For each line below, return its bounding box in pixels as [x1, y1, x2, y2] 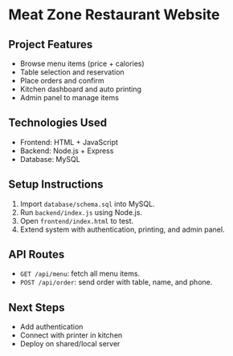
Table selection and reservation [19, 67, 125, 77]
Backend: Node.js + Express [19, 146, 114, 156]
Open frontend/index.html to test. [19, 216, 134, 225]
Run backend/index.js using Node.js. [19, 207, 143, 217]
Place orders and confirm [19, 76, 104, 85]
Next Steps [8, 301, 65, 314]
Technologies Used [8, 116, 107, 130]
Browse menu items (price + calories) [19, 59, 145, 68]
